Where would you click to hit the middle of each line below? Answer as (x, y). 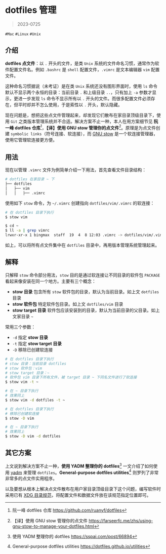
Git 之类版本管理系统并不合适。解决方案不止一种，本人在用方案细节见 (82, 121)
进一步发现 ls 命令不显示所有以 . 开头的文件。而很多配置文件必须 (84, 98)
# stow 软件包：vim (24, 368)
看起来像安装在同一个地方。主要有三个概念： (51, 281)
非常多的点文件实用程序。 (31, 478)
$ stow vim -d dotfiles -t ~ (35, 400)
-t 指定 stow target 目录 (37, 343)
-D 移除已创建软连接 (33, 350)
